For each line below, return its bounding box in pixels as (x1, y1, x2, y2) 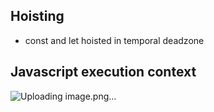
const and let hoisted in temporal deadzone (24, 34, 205, 46)
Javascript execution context (10, 64, 197, 81)
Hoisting (10, 8, 65, 25)
